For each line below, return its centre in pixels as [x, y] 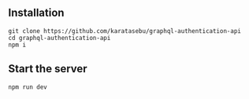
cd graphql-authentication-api [59, 38]
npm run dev [28, 87]
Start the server [48, 69]
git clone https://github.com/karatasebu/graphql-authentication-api [125, 31]
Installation [36, 13]
